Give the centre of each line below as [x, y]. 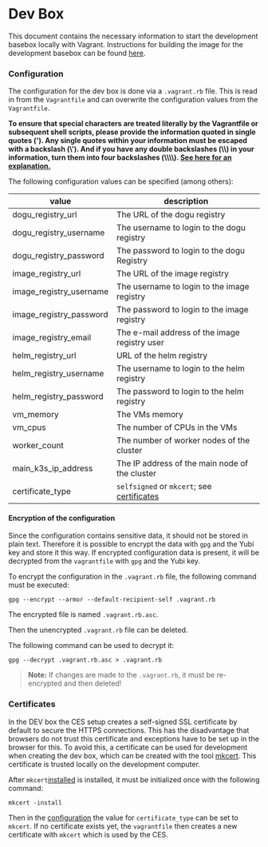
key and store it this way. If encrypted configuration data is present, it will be [134, 553]
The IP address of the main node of [182, 463]
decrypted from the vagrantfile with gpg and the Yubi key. [104, 561]
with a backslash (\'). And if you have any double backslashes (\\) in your [131, 149]
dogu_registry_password [59, 256]
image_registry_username [61, 292]
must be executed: [39, 585]
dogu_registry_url [45, 215]
